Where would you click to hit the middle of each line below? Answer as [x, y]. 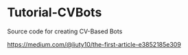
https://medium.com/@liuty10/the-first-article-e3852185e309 [94, 44]
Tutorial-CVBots [55, 13]
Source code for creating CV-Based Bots [65, 31]
